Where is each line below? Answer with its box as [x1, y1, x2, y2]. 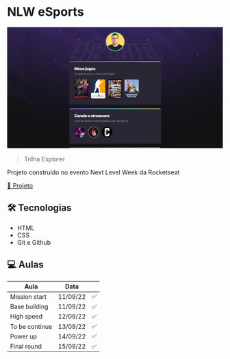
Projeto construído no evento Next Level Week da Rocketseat [7, 168, 180, 176]
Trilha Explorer [23, 155, 66, 163]
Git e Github [16, 238, 51, 246]
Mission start [10, 292, 47, 301]
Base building [10, 302, 49, 311]
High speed [10, 313, 43, 321]
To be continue [10, 322, 53, 330]
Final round [10, 343, 42, 351]
